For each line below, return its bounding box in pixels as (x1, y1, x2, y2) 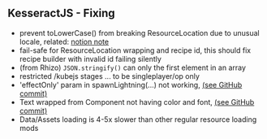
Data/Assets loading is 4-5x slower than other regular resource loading (19, 114, 257, 124)
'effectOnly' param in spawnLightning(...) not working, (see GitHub (19, 80, 243, 89)
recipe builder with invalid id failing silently (19, 54, 161, 63)
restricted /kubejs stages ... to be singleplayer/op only (19, 71, 200, 80)
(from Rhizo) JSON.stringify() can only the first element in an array (19, 63, 247, 72)
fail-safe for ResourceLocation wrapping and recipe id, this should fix (19, 45, 252, 55)
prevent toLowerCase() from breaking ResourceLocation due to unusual (19, 28, 261, 37)
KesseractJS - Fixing (7, 7, 115, 20)
